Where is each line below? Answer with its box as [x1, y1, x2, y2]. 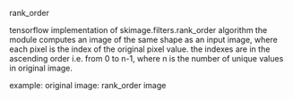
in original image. [9, 62, 73, 73]
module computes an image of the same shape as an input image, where [9, 35, 278, 45]
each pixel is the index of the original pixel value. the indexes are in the [9, 44, 271, 54]
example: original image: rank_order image [9, 80, 167, 90]
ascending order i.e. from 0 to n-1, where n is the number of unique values [9, 54, 284, 63]
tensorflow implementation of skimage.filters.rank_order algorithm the [9, 25, 268, 35]
